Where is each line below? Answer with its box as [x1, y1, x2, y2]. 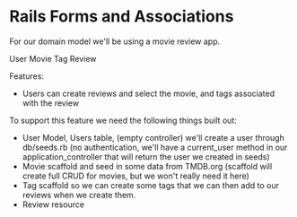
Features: [9, 70, 45, 82]
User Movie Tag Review [9, 53, 97, 64]
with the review [22, 97, 79, 108]
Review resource [22, 199, 85, 210]
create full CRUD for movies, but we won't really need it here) [22, 170, 249, 181]
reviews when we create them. [22, 189, 136, 200]
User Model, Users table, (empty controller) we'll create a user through [22, 132, 284, 143]
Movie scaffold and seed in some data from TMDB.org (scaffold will [22, 161, 273, 171]
